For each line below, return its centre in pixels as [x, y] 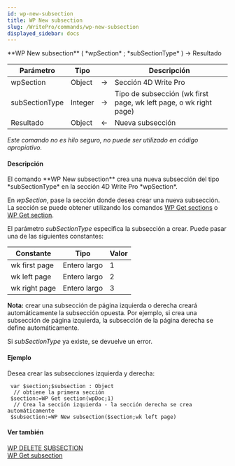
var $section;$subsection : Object [62, 386]
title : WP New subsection [45, 20]
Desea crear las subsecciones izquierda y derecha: [81, 373]
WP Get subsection [35, 455]
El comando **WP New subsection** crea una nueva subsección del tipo [113, 179]
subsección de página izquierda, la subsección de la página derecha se [110, 321]
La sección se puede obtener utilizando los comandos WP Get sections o [113, 208]
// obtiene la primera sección [59, 392]
